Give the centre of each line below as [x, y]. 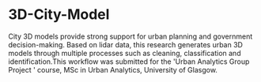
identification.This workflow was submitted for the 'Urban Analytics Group [129, 61]
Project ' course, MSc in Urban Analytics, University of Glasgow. [113, 69]
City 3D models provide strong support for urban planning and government [130, 36]
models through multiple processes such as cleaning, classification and [125, 53]
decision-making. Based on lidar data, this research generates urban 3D [126, 44]
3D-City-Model [59, 15]
